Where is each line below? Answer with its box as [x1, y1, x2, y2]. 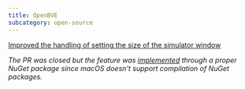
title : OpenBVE [8, 11, 58, 20]
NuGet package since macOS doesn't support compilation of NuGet [8, 63, 230, 73]
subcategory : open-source [8, 19, 93, 27]
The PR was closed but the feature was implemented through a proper [8, 55, 238, 65]
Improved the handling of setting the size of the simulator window [8, 40, 221, 49]
